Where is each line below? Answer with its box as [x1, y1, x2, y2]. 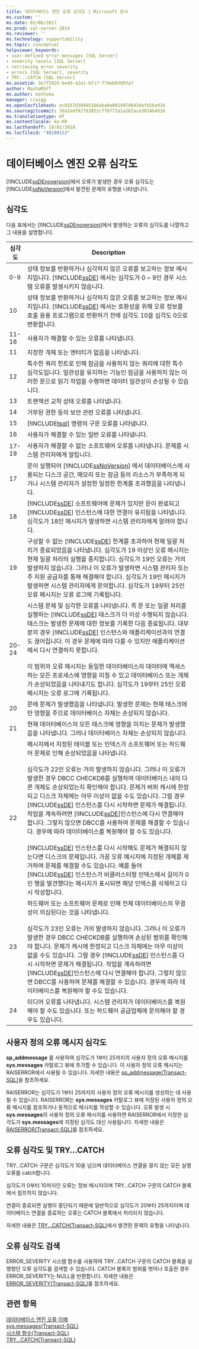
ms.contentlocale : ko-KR [6, 119, 68, 125]
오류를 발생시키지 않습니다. [34, 282, 105, 290]
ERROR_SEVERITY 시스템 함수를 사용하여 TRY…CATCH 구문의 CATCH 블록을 [6, 1258, 187, 1265]
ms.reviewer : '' [6, 31, 46, 37]
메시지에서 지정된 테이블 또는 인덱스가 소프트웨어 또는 [27, 740, 168, 748]
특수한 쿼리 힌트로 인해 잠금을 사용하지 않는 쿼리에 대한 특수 [27, 359, 184, 367]
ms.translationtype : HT [6, 113, 65, 119]
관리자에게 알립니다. [39, 450, 92, 459]
